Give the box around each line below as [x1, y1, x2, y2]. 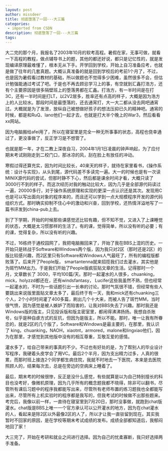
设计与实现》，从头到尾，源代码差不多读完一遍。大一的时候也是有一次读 [13, 168, 161, 175]
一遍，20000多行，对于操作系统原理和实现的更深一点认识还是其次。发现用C [5, 187, 162, 193]
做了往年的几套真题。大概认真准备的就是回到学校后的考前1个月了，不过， [9, 68, 160, 74]
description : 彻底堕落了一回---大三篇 [5, 30, 78, 35]
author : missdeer [5, 12, 41, 17]
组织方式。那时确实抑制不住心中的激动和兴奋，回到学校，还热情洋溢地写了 [5, 200, 158, 206]
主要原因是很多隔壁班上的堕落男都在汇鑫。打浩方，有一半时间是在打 [13, 87, 154, 93]
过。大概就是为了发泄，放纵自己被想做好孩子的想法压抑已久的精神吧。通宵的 [5, 105, 163, 111]
